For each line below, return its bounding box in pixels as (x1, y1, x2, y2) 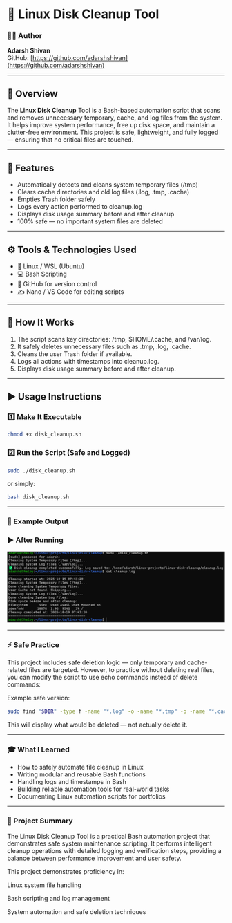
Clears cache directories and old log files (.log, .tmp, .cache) (17, 188, 190, 196)
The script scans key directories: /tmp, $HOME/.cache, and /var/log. (17, 335, 212, 343)
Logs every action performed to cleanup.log (17, 203, 143, 211)
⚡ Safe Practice (7, 640, 60, 649)
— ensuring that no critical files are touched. (7, 136, 134, 144)
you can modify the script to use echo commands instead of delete (7, 673, 198, 682)
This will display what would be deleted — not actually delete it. (7, 720, 188, 729)
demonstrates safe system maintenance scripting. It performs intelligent (7, 839, 212, 848)
